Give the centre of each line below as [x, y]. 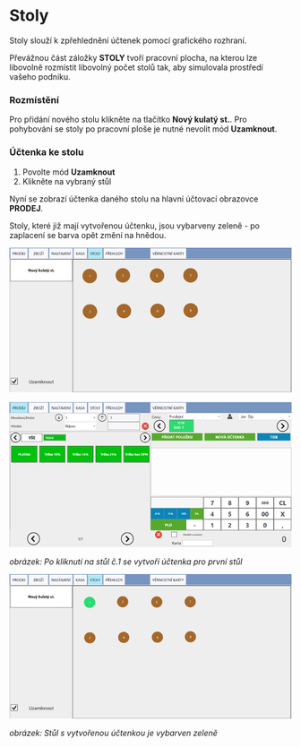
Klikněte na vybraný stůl [67, 181]
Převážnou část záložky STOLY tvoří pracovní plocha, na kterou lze [133, 57]
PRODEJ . [26, 208]
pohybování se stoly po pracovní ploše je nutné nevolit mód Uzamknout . [143, 129]
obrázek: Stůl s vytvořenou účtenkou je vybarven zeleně [113, 733]
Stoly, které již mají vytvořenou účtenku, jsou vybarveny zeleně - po [135, 226]
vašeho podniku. [40, 76]
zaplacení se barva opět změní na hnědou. [88, 235]
